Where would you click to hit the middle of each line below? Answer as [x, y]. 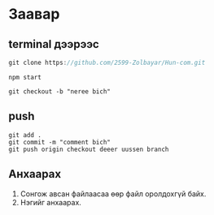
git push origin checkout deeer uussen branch [89, 149]
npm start [25, 77]
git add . [25, 135]
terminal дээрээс [54, 44]
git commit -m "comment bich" [60, 142]
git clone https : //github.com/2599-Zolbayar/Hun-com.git [107, 62]
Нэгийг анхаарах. [50, 202]
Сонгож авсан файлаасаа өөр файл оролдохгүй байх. [113, 193]
